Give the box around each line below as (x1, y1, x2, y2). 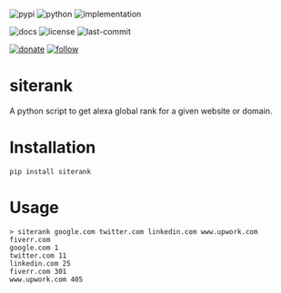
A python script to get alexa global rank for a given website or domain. (9, 105, 273, 116)
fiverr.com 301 (9, 267, 67, 276)
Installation (9, 137, 96, 158)
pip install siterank (9, 167, 92, 176)
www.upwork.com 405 (9, 275, 84, 284)
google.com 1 (9, 243, 59, 252)
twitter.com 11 (9, 250, 67, 260)
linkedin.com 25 (9, 259, 71, 268)
